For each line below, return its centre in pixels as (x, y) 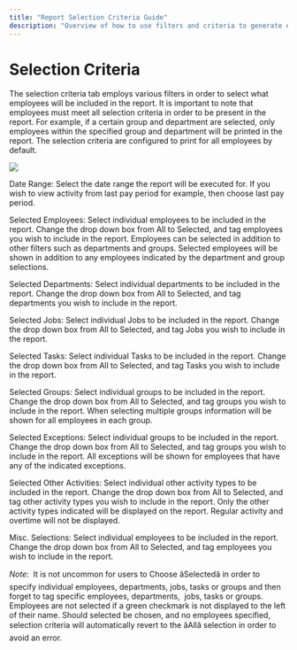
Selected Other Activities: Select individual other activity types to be (133, 483)
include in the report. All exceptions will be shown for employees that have (145, 456)
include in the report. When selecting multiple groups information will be (141, 411)
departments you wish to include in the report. (94, 303)
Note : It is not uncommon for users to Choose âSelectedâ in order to (135, 574)
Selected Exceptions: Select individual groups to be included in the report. (144, 437)
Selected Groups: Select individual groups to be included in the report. (137, 392)
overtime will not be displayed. (65, 521)
